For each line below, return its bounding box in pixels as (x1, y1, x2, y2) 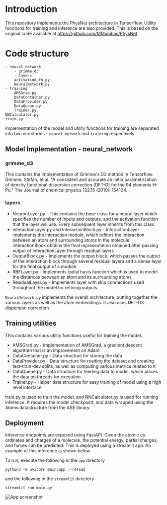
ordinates (5, 437, 25, 443)
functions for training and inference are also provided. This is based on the (5, 25, 158, 31)
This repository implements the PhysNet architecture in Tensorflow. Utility (5, 20, 157, 26)
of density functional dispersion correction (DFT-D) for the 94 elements (5, 181, 152, 187)
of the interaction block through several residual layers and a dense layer (12, 258, 162, 264)
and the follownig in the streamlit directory (5, 476, 94, 482)
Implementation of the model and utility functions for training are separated (5, 125, 159, 131)
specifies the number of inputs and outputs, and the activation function (12, 216, 158, 222)
